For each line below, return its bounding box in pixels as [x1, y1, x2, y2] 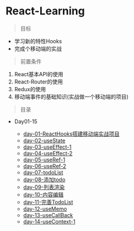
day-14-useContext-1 [23, 218, 76, 225]
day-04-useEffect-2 [23, 149, 73, 157]
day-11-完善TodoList [23, 198, 73, 205]
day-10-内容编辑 [23, 191, 64, 198]
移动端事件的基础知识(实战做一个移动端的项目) [14, 93, 129, 100]
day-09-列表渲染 [23, 183, 65, 190]
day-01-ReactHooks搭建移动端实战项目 [23, 130, 120, 137]
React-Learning [5, 4, 85, 18]
